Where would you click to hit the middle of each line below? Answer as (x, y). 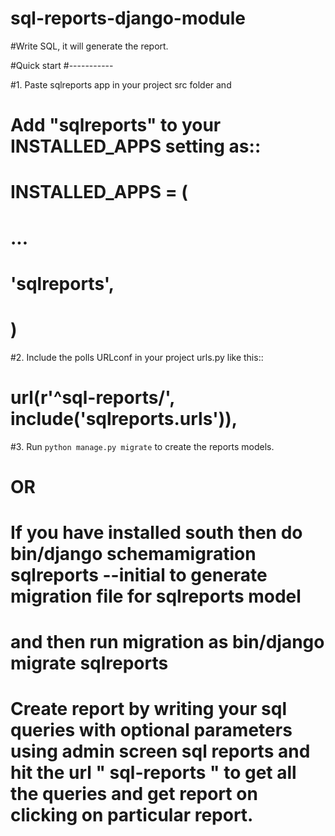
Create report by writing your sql (149, 709)
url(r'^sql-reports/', (92, 397)
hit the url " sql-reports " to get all (153, 773)
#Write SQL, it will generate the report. (89, 46)
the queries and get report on (134, 794)
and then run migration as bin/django (167, 642)
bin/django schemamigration (133, 553)
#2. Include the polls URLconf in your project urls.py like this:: (137, 357)
